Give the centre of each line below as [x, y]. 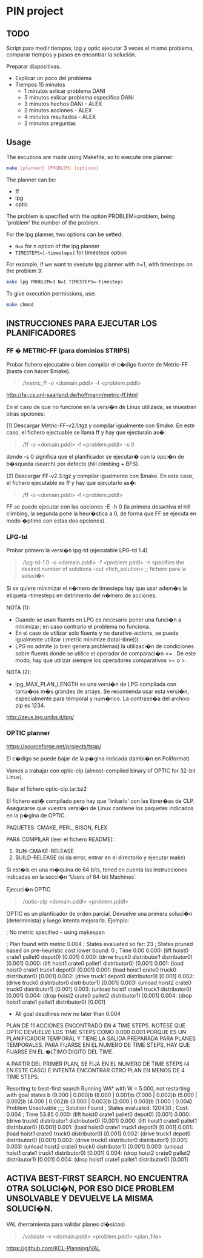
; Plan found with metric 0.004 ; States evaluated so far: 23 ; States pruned [100, 944]
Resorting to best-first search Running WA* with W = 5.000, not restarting [98, 1088]
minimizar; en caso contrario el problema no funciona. [82, 627]
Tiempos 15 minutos [40, 84]
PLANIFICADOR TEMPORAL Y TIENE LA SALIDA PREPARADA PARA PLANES [101, 1038]
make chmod [20, 305]
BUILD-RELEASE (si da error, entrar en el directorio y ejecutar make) [100, 857]
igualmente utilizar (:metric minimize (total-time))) [77, 640]
